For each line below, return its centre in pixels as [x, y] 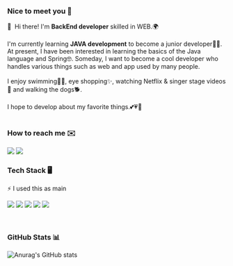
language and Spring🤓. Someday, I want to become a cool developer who [113, 59]
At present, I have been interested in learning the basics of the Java [104, 51]
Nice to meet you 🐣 [40, 11]
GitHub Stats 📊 [34, 237]
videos [216, 81]
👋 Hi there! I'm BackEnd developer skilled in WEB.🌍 [83, 26]
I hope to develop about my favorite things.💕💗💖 [75, 107]
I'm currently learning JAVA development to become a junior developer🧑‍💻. [115, 44]
